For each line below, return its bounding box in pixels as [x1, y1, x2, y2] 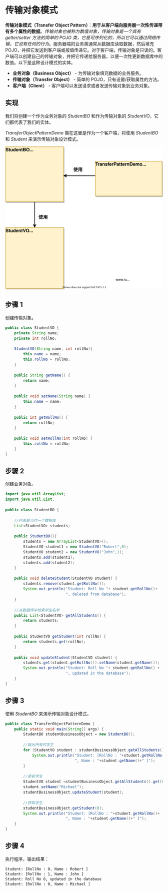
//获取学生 [23, 800, 43, 805]
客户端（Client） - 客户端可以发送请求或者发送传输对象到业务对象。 [12, 82, 152, 88]
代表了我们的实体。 [13, 119, 53, 125]
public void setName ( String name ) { [14, 394, 91, 399]
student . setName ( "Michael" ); [23, 785, 84, 790]
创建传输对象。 [5, 314, 36, 320]
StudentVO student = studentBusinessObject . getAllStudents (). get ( [23, 779, 162, 785]
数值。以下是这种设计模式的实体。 [5, 59, 75, 65]
